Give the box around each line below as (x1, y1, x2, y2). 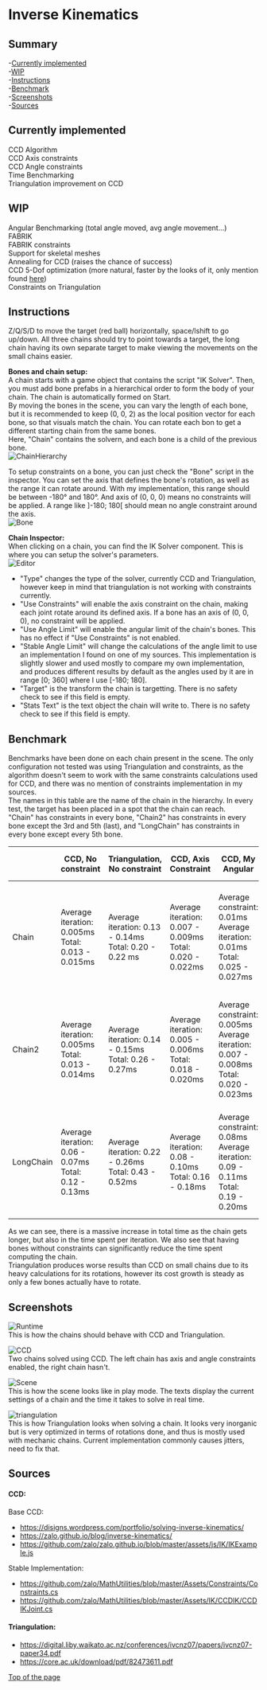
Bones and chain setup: (8, 367, 88, 377)
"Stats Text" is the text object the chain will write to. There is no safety (19, 701, 250, 710)
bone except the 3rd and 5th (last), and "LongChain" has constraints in (8, 822, 240, 831)
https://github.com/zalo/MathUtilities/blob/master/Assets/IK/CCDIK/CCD (19, 1595, 257, 1605)
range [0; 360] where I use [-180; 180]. (19, 675, 147, 685)
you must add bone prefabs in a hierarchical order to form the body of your (8, 384, 254, 393)
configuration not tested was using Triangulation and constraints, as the (8, 762, 244, 771)
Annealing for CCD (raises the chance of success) (8, 256, 173, 266)
